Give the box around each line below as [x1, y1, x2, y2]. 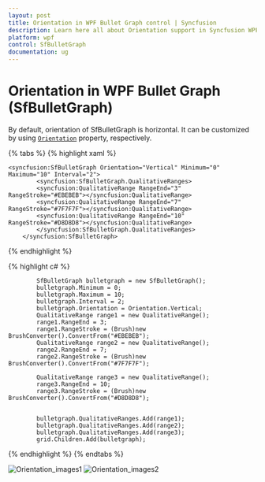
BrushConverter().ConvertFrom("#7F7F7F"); [8, 359, 150, 367]
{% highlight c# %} [8, 261, 70, 271]
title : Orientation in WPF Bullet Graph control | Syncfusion [8, 19, 217, 27]
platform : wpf [8, 33, 55, 42]
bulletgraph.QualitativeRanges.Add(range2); [36, 421, 185, 429]
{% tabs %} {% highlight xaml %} [8, 148, 117, 158]
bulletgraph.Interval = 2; [36, 297, 125, 306]
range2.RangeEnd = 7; [36, 346, 108, 354]
